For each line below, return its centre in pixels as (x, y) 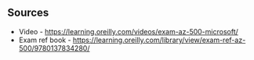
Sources (28, 13)
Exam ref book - (45, 40)
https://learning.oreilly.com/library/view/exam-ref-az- (159, 40)
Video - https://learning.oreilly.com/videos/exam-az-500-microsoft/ (128, 31)
